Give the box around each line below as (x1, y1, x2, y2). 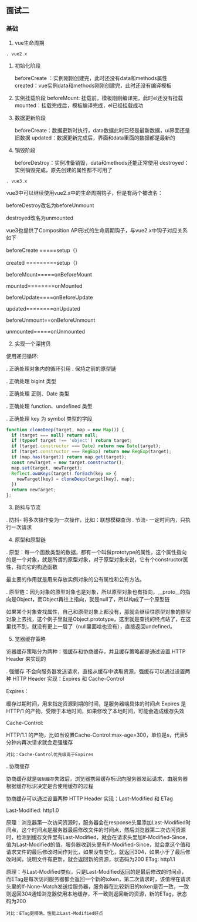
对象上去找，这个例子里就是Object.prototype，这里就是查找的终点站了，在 (6, 615, 186, 623)
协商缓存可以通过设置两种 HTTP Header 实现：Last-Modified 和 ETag (6, 795, 173, 802)
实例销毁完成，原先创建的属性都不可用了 (14, 167, 113, 174)
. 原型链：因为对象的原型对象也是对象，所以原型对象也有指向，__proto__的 (6, 588, 186, 595)
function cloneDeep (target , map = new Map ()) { (6, 427, 125, 432)
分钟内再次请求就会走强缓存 (6, 739, 73, 746)
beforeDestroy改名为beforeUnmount (6, 202, 94, 209)
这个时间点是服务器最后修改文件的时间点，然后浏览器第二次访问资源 (21, 826, 186, 834)
